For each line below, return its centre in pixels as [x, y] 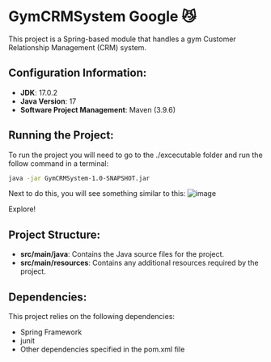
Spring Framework [51, 332]
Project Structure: [55, 234]
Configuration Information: [78, 73]
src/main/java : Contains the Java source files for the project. [122, 254]
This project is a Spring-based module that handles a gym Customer [122, 39]
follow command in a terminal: [59, 163]
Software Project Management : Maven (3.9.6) [98, 109]
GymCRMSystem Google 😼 [102, 17]
